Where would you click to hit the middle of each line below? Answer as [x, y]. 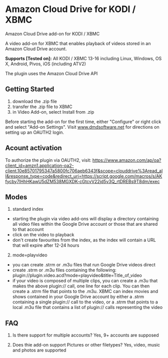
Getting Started [30, 89]
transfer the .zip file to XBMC [42, 107]
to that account [28, 229]
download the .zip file [35, 101]
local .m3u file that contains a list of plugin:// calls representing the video [87, 307]
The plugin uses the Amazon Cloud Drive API [51, 73]
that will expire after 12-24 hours [46, 245]
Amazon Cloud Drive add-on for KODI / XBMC [52, 34]
